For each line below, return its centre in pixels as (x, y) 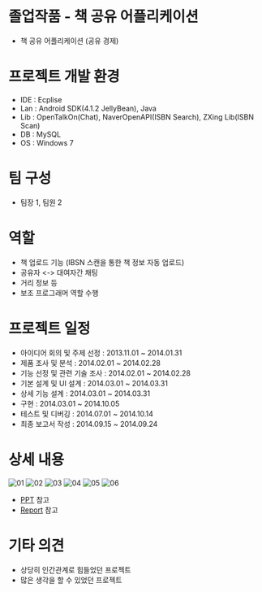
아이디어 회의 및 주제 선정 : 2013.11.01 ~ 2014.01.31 (101, 353)
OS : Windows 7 (47, 142)
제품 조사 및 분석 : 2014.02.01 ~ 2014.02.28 (90, 363)
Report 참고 (39, 510)
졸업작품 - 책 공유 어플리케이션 (103, 17)
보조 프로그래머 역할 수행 (59, 293)
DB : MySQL (41, 134)
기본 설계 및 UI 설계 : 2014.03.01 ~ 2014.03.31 (94, 383)
